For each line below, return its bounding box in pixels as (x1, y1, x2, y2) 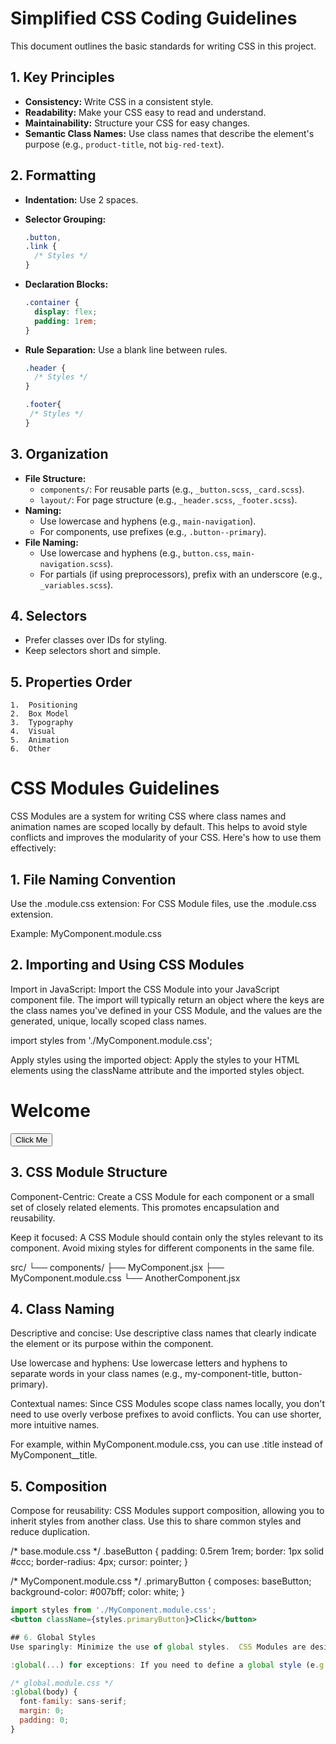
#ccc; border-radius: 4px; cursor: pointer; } (10, 1556, 188, 1568)
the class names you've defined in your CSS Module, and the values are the (10, 1004, 323, 1016)
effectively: (10, 842, 57, 854)
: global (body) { (10, 1687, 78, 1697)
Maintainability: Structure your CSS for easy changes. (24, 117, 251, 129)
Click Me (15, 1134, 48, 1145)
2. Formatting (10, 167, 97, 184)
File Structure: (24, 472, 87, 484)
